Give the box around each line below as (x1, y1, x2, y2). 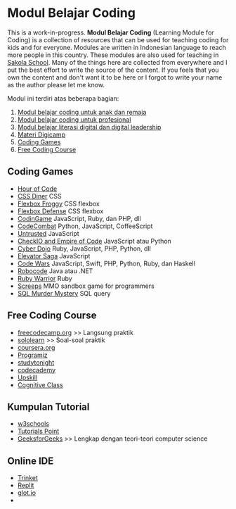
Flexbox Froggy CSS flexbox (17, 199, 100, 208)
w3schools (17, 420, 50, 428)
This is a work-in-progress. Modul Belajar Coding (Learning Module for (7, 28, 214, 37)
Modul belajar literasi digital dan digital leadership (17, 122, 162, 131)
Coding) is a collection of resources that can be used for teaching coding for (7, 35, 229, 44)
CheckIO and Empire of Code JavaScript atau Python (17, 237, 172, 245)
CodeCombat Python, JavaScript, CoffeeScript (17, 222, 153, 230)
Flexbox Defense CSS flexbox (17, 206, 104, 215)
